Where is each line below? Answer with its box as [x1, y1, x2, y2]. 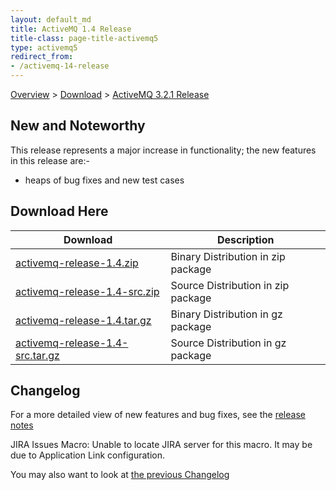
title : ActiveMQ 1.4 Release [10, 24, 132, 34]
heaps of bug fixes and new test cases [24, 174, 185, 186]
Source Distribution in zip [170, 278, 290, 292]
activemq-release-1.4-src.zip [15, 284, 160, 298]
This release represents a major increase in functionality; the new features [10, 144, 317, 156]
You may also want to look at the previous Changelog [10, 469, 230, 481]
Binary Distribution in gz [170, 307, 283, 321]
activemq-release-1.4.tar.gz [15, 313, 152, 327]
